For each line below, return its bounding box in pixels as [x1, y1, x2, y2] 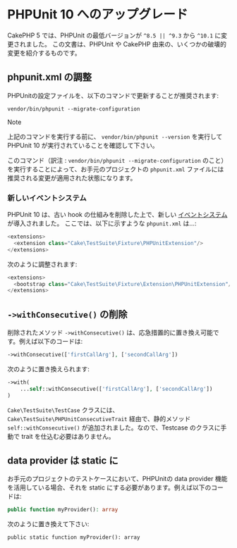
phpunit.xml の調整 [7, 71, 92, 83]
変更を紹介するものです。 [7, 49, 81, 57]
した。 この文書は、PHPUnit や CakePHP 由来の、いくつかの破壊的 [31, 39, 227, 48]
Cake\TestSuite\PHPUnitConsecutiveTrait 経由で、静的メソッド [7, 414, 191, 423]
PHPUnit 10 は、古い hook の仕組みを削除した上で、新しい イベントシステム [7, 211, 228, 219]
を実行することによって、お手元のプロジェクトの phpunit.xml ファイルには [7, 165, 224, 173]
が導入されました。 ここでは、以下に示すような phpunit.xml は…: [7, 219, 197, 228]
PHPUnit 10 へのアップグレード [7, 6, 188, 23]
